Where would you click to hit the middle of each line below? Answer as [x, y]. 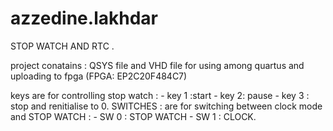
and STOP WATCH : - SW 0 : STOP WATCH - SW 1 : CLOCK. [133, 116]
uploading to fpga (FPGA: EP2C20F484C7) [99, 76]
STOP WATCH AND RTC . [62, 46]
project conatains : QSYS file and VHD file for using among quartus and [157, 65]
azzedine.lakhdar [84, 18]
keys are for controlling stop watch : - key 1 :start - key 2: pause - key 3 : [160, 95]
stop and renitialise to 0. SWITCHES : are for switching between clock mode [166, 106]
